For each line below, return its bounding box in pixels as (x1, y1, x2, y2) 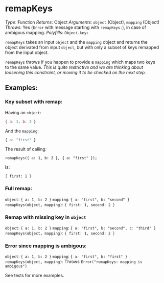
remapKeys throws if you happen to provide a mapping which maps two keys (5, 59, 156, 65)
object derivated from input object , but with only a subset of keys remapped (5, 44, 159, 50)
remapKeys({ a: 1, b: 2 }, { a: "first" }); (5, 155, 97, 161)
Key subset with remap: (5, 99, 63, 105)
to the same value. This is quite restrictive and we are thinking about (5, 64, 143, 70)
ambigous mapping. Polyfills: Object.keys (5, 29, 89, 35)
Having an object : (5, 109, 42, 115)
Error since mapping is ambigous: (5, 242, 87, 249)
